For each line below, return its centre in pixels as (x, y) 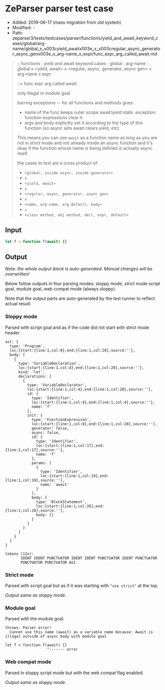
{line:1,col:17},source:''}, (35, 450)
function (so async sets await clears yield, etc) (72, 128)
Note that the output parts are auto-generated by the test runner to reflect (80, 299)
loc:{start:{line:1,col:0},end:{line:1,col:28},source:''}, (72, 350)
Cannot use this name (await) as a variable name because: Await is (81, 632)
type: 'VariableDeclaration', (49, 363)
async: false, (46, 433)
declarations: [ (35, 376)
